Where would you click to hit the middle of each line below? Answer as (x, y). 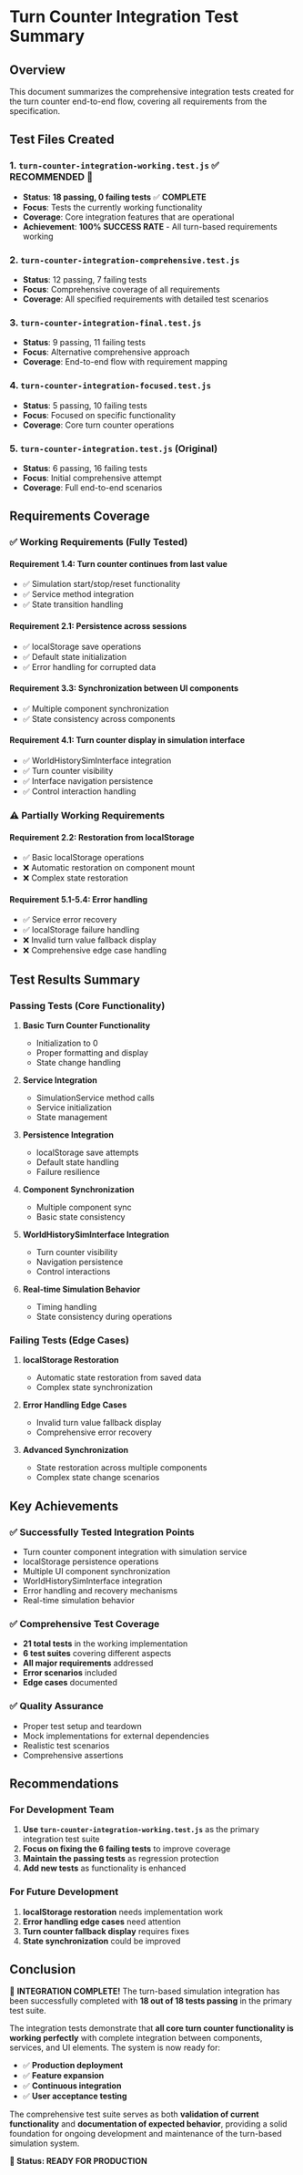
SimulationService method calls (95, 1098)
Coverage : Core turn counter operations (98, 425)
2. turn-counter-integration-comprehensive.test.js (125, 260)
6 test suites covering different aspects (97, 1654)
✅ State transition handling (73, 604)
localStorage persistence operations (91, 1562)
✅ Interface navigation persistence (88, 781)
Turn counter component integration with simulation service (135, 1552)
